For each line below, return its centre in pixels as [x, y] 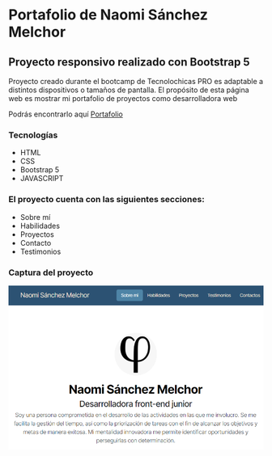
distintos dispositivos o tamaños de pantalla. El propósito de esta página [129, 90]
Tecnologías [33, 135]
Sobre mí [35, 217]
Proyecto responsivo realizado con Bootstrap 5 [129, 62]
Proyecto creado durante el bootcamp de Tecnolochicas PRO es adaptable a [136, 81]
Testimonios [40, 251]
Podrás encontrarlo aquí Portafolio [66, 114]
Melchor [37, 32]
